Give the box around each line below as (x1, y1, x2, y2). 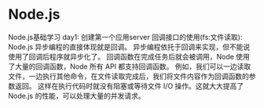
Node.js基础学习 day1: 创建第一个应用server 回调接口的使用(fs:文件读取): (8, 32, 243, 41)
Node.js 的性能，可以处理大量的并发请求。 (8, 91, 145, 100)
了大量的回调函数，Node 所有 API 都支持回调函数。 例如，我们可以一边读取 (8, 61, 251, 71)
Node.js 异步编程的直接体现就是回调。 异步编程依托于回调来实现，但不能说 (8, 41, 251, 52)
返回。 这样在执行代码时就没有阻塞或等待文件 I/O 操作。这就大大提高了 (14, 81, 244, 91)
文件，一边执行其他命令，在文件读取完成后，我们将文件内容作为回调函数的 (8, 71, 249, 81)
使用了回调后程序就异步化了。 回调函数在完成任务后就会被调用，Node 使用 (8, 52, 250, 61)
